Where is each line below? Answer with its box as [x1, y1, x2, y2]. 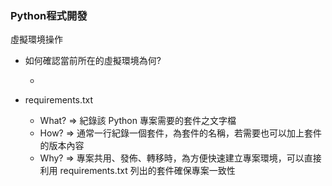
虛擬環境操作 [10, 33, 63, 46]
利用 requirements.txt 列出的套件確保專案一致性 [39, 165, 236, 177]
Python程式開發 [10, 8, 88, 22]
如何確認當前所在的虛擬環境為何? [24, 55, 162, 67]
